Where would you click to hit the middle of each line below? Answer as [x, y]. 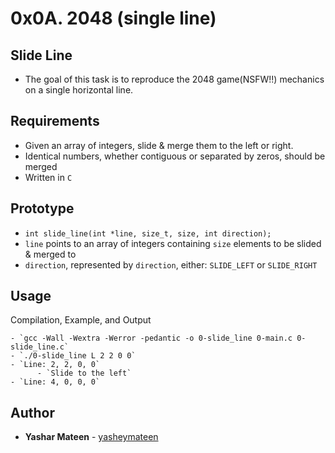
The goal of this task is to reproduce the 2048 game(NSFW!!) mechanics [174, 79]
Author [32, 412]
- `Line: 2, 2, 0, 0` [55, 365]
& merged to [50, 254]
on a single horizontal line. [79, 90]
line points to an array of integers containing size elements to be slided [173, 243]
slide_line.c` [40, 347]
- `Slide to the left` [84, 373]
